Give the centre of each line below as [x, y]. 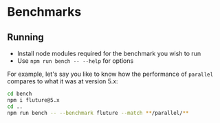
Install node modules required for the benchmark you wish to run [109, 53]
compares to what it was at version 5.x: [63, 81]
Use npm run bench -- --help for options [75, 61]
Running [26, 37]
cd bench [20, 94]
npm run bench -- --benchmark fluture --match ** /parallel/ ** [98, 113]
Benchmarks [44, 12]
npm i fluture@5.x [33, 100]
